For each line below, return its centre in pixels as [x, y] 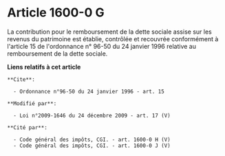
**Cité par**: [28, 127]
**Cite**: [21, 79]
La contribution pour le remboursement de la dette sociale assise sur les [109, 32]
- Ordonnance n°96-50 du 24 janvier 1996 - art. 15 [89, 91]
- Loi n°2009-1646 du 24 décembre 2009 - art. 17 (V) [92, 115]
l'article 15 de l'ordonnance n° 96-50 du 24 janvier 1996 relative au [101, 46]
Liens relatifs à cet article [44, 67]
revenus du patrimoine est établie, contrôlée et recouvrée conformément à [113, 38]
